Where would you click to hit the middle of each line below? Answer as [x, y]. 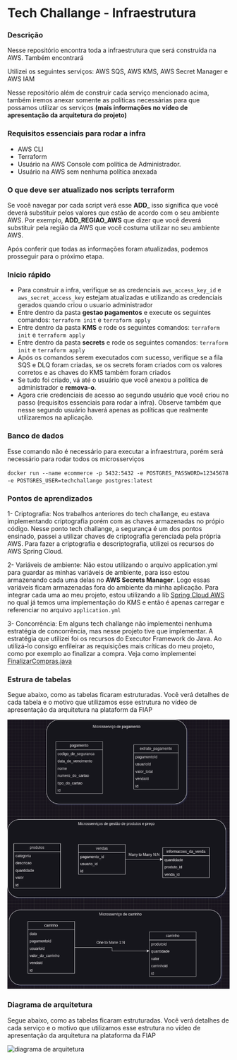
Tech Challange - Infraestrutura [102, 13]
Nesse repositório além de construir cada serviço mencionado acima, [108, 93]
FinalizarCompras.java [40, 661]
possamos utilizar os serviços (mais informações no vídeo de [98, 108]
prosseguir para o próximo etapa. [56, 256]
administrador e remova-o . [57, 388]
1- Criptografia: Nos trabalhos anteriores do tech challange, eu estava [109, 513]
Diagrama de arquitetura [50, 1005]
